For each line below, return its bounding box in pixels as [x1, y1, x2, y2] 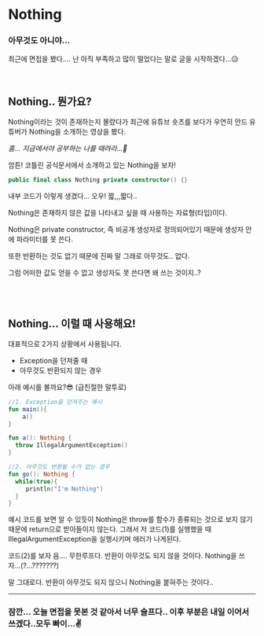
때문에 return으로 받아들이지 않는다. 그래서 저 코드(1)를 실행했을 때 [8, 524, 212, 534]
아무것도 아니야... [8, 35, 71, 46]
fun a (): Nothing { [8, 434, 72, 442]
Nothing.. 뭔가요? [8, 94, 92, 108]
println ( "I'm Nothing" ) [25, 485, 104, 493]
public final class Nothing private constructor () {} [8, 176, 189, 184]
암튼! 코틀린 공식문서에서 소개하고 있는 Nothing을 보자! [8, 160, 177, 170]
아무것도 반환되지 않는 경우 [19, 366, 102, 375]
